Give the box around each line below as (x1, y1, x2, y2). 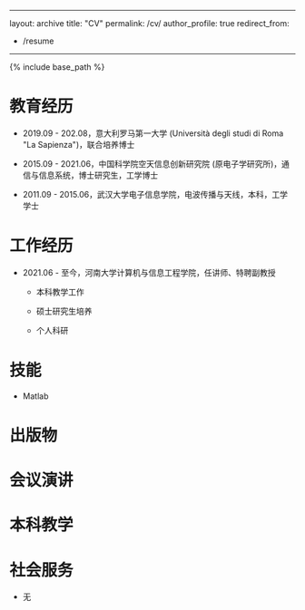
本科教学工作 (35, 286, 84, 297)
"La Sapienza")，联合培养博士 (22, 139, 135, 150)
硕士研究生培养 (35, 305, 93, 316)
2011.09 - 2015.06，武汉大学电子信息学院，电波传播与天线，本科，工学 (22, 189, 289, 199)
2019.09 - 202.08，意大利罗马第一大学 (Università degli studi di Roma (22, 128, 284, 139)
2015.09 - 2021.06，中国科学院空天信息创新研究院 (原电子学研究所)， (22, 158, 282, 169)
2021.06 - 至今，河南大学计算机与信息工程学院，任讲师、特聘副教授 (22, 266, 276, 277)
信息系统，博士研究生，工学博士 (38, 169, 159, 180)
